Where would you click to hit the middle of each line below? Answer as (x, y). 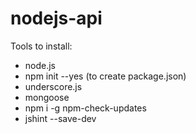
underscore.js (53, 86)
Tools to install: (41, 46)
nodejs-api (56, 18)
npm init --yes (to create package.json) (105, 76)
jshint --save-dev (60, 118)
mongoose (47, 97)
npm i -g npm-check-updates (85, 108)
